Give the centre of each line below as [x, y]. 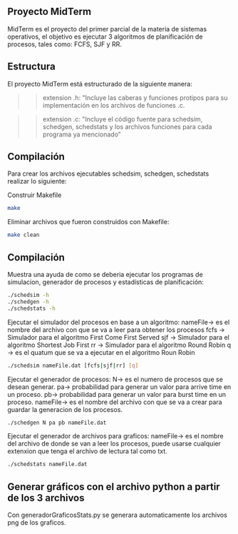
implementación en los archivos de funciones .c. [114, 105]
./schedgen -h [29, 302]
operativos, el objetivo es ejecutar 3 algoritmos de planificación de [105, 36]
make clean [24, 235]
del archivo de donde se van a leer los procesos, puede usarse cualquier [114, 444]
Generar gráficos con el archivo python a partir [114, 487]
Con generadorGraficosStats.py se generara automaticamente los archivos [118, 515]
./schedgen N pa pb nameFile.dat [57, 423]
